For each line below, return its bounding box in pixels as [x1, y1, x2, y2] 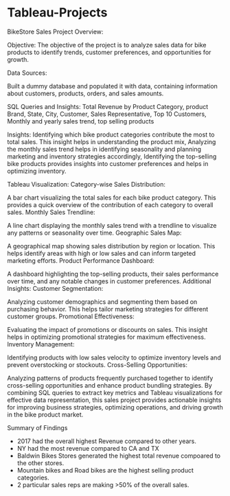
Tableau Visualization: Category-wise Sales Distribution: [7, 180, 166, 188]
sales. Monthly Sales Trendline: [7, 208, 95, 216]
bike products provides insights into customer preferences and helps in [7, 159, 209, 167]
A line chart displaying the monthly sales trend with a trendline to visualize [7, 221, 217, 229]
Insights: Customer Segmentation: [7, 284, 104, 292]
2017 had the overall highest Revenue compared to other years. [16, 437, 197, 445]
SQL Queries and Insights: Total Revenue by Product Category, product [7, 102, 209, 110]
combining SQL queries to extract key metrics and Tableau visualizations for [7, 388, 223, 397]
